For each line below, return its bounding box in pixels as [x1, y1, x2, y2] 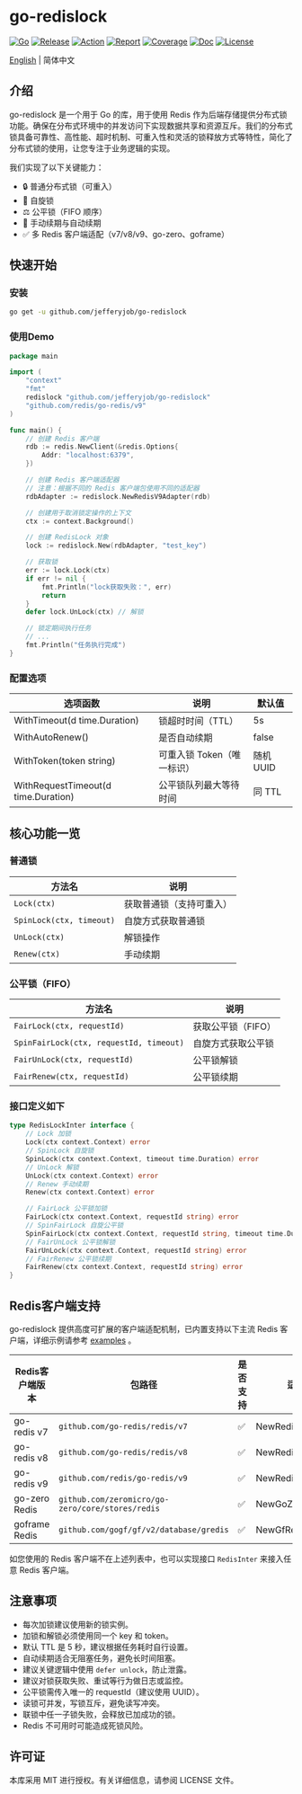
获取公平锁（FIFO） [192, 1020, 277, 1033]
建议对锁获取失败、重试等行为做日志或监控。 [22, 1674, 189, 1686]
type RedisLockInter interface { [9, 1121, 135, 1130]
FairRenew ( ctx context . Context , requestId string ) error [25, 1263, 244, 1272]
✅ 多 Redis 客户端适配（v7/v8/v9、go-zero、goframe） [22, 228, 229, 239]
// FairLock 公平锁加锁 [25, 1204, 108, 1213]
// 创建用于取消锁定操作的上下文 [25, 508, 132, 518]
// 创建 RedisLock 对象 [25, 533, 110, 542]
